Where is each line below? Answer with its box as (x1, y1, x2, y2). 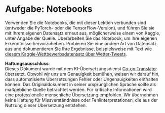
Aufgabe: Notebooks (5, 3, 93, 15)
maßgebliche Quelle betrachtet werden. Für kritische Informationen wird (5, 86, 152, 92)
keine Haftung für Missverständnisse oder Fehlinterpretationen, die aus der (5, 97, 158, 103)
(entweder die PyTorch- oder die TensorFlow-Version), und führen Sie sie (5, 25, 155, 30)
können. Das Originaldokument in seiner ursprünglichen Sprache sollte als (5, 81, 156, 87)
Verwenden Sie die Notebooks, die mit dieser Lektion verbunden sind (5, 20, 146, 26)
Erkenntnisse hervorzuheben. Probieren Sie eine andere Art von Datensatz (5, 40, 157, 46)
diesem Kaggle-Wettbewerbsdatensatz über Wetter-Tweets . (5, 51, 127, 57)
